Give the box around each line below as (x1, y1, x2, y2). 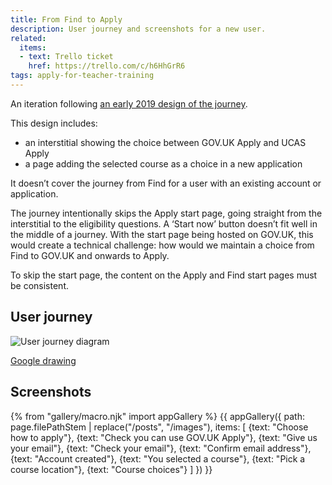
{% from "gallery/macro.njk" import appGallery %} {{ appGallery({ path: (10, 410, 305, 422)
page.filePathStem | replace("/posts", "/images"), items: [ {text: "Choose (10, 421, 309, 433)
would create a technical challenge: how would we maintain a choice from (10, 239, 315, 251)
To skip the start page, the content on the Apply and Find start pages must (10, 269, 318, 281)
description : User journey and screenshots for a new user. (10, 24, 267, 34)
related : (10, 33, 47, 43)
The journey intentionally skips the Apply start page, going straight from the (10, 207, 323, 219)
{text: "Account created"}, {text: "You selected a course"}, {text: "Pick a (10, 452, 306, 465)
